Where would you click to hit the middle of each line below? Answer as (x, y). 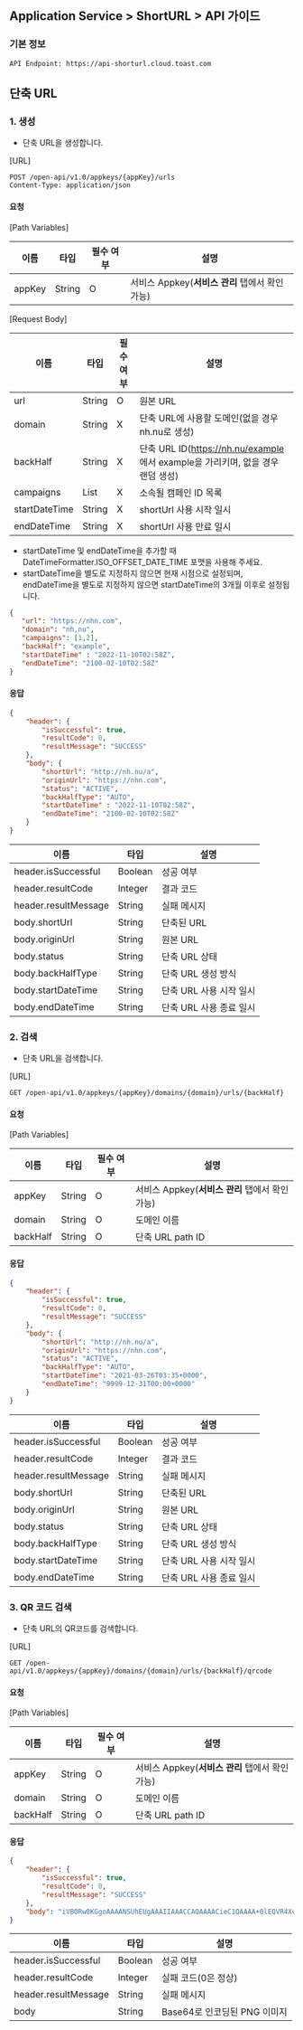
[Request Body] (38, 318)
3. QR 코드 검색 (41, 1607)
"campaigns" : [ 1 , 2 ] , (60, 638)
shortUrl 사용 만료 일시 (185, 526)
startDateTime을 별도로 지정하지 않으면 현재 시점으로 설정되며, (133, 573)
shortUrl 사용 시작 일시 (185, 509)
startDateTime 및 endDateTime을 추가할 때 (100, 551)
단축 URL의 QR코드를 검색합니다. (80, 1629)
